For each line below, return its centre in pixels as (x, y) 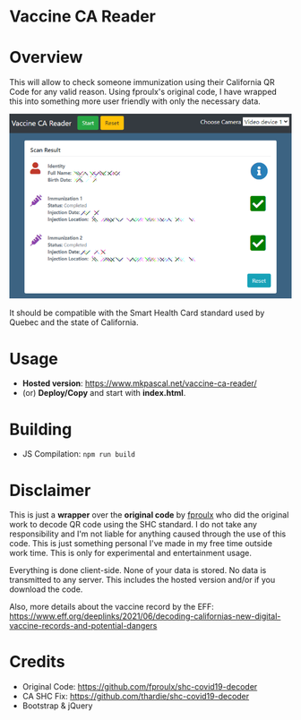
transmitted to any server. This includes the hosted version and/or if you (142, 580)
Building (41, 429)
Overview (46, 58)
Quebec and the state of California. (74, 322)
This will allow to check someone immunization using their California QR (142, 82)
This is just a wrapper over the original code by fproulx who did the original (149, 515)
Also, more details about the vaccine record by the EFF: (112, 607)
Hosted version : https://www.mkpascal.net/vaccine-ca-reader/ (139, 383)
